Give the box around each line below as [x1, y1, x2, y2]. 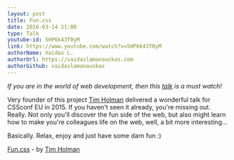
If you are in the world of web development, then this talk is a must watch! [7, 81, 223, 90]
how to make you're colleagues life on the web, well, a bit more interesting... [7, 117, 228, 126]
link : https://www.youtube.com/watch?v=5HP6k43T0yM [7, 43, 162, 50]
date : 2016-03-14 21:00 [7, 23, 77, 30]
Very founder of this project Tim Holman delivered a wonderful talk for [7, 95, 211, 104]
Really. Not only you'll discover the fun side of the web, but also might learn [7, 110, 226, 119]
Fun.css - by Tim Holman [7, 145, 80, 153]
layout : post [7, 10, 46, 18]
